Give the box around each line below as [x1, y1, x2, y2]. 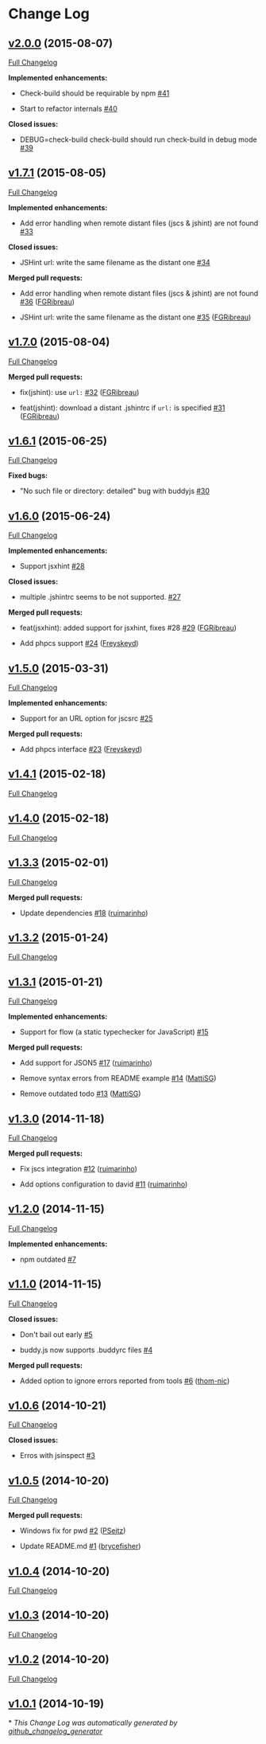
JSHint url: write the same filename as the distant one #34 [19, 257, 210, 267]
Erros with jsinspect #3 [19, 1451, 95, 1461]
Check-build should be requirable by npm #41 [19, 88, 170, 98]
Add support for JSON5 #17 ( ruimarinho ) [19, 1058, 152, 1068]
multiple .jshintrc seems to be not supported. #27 [19, 592, 181, 602]
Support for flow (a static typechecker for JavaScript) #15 [19, 1027, 209, 1037]
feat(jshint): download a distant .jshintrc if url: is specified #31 [19, 403, 226, 413]
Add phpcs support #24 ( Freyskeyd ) [19, 639, 139, 648]
